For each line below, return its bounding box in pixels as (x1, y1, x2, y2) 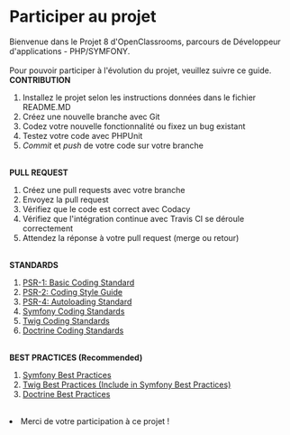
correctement (22, 223, 74, 234)
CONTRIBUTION (9, 74, 71, 85)
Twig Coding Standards (22, 315, 110, 326)
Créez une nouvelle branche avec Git (22, 111, 160, 122)
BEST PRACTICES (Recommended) (9, 352, 143, 363)
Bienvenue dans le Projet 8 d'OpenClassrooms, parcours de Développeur (9, 36, 281, 47)
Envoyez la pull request (22, 194, 110, 205)
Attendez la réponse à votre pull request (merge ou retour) (22, 232, 240, 243)
